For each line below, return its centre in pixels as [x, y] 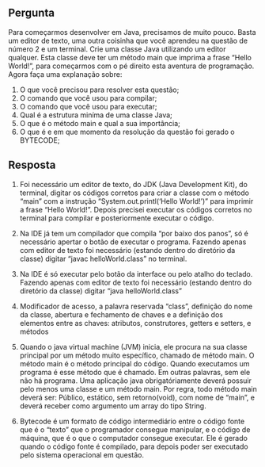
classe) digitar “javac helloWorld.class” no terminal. [103, 258]
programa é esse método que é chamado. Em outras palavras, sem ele [135, 372]
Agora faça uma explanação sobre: [65, 74]
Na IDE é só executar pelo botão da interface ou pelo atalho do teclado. [136, 274]
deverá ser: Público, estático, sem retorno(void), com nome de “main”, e [137, 397]
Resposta [32, 165]
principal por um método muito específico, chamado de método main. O [137, 355]
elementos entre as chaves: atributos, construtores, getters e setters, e [135, 323]
